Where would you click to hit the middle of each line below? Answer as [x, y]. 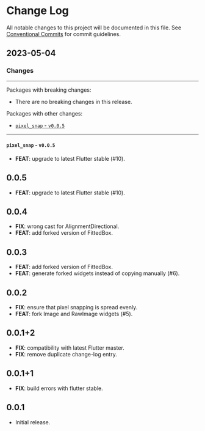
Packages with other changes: [45, 113]
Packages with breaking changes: [49, 90]
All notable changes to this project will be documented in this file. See [94, 28]
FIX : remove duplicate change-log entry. [66, 354]
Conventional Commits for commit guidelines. [63, 34]
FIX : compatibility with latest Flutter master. [70, 348]
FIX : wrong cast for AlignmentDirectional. [67, 226]
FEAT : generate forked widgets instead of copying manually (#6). [97, 273]
